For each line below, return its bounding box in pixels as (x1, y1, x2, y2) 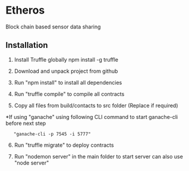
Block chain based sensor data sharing (5, 23, 101, 30)
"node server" (14, 159, 49, 166)
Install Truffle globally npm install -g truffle (14, 56, 118, 63)
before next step (5, 120, 46, 127)
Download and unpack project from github (14, 67, 118, 75)
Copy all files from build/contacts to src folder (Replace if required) (14, 102, 179, 109)
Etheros (5, 4, 45, 17)
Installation (5, 40, 48, 50)
